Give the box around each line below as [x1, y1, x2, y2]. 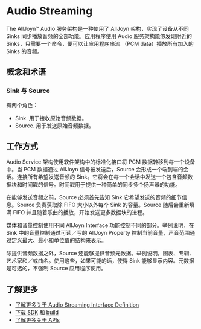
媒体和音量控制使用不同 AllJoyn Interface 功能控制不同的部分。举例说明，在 [6, 222, 194, 229]
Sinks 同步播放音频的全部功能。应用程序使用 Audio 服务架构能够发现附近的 [6, 32, 192, 40]
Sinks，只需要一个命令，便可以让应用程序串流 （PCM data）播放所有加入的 [6, 40, 194, 47]
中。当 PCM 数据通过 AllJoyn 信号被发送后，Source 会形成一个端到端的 [6, 166, 184, 173]
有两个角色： [6, 101, 38, 109]
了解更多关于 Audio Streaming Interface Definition [14, 301, 139, 308]
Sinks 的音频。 [6, 47, 43, 55]
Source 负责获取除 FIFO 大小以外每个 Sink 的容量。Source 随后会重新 [16, 201, 190, 209]
